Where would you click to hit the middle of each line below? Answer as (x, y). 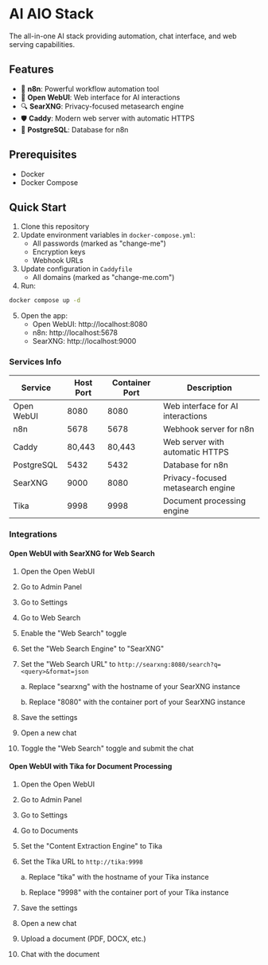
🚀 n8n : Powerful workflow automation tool (90, 89)
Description (210, 388)
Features (31, 70)
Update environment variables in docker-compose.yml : (108, 235)
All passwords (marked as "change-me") (99, 243)
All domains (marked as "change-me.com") (103, 278)
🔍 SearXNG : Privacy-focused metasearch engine (102, 106)
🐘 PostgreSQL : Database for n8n (74, 129)
